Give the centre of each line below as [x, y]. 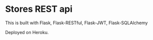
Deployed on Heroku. [27, 32]
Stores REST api [39, 9]
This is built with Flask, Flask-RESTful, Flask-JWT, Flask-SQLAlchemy [76, 23]
